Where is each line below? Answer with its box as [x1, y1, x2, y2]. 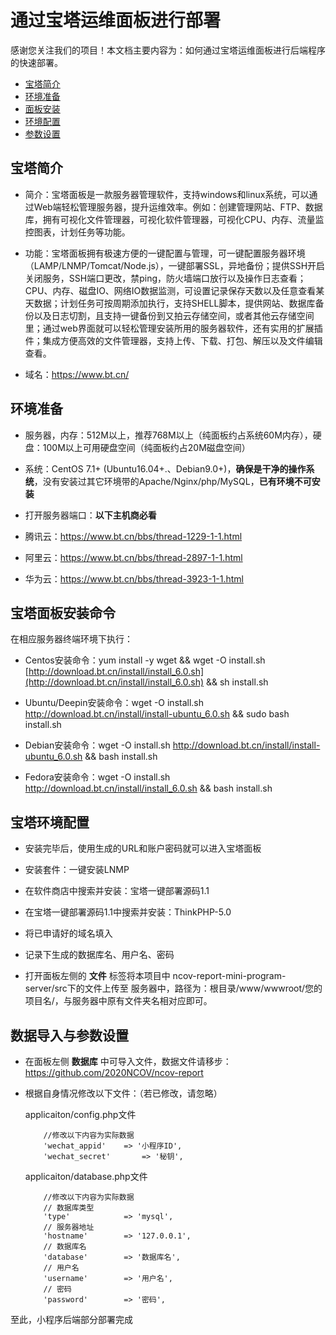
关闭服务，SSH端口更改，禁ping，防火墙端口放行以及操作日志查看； [24, 272, 307, 284]
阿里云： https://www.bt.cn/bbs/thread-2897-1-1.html [24, 551, 243, 563]
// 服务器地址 [43, 1222, 95, 1232]
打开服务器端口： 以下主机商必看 [24, 509, 157, 521]
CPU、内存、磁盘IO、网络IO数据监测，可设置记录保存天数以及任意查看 [24, 284, 317, 296]
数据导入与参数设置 [10, 1027, 129, 1044]
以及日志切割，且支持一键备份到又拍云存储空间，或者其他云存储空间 [33, 309, 315, 321]
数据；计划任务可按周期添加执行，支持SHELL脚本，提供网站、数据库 [33, 297, 316, 309]
